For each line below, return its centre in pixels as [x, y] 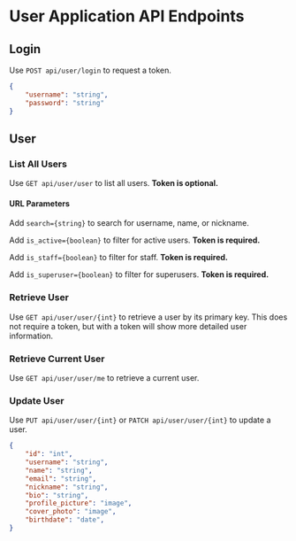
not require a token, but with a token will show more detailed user [128, 326]
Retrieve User [39, 298]
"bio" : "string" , [57, 495]
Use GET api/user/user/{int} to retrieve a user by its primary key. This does [148, 317]
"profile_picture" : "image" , [79, 503]
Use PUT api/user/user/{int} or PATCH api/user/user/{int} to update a [140, 420]
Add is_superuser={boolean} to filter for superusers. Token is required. [139, 274]
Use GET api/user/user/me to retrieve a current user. [104, 377]
